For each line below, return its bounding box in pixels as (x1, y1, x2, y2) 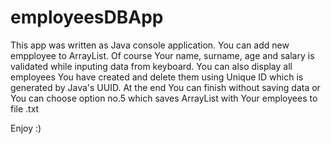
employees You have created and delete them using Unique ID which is (10, 71, 304, 83)
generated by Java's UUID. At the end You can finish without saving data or (10, 81, 321, 93)
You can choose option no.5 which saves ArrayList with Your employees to (10, 92, 318, 104)
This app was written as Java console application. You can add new (10, 39, 290, 51)
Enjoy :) (10, 122, 42, 134)
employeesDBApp (10, 6, 164, 29)
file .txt (10, 102, 40, 115)
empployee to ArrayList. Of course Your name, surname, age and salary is (10, 49, 315, 61)
